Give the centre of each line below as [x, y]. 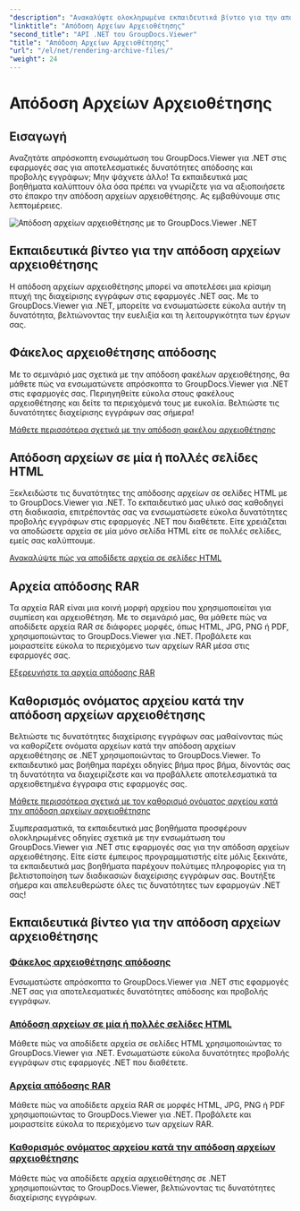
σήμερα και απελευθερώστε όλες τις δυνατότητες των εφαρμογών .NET [145, 885]
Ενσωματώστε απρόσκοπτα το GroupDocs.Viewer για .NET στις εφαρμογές [149, 982]
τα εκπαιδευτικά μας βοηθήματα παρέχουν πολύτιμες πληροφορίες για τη [147, 866]
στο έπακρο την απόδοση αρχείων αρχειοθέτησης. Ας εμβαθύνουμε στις [145, 196]
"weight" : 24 [33, 59]
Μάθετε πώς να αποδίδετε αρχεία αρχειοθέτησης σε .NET [118, 1178]
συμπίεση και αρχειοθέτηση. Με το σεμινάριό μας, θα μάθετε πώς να [138, 618]
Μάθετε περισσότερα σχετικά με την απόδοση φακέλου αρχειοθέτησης [143, 430]
